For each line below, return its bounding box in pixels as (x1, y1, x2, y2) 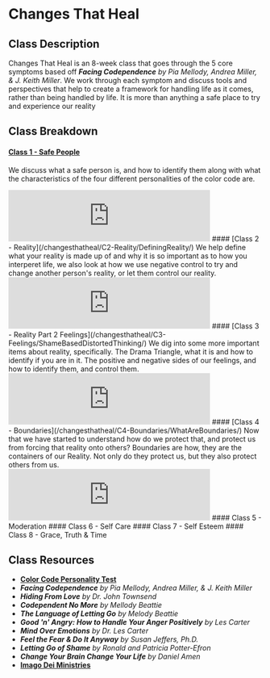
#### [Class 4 (211, 416, 260, 426)
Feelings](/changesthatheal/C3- (60, 329, 167, 339)
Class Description (8, 37, 100, 51)
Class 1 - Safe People (8, 147, 81, 157)
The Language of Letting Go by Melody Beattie (19, 609, 179, 618)
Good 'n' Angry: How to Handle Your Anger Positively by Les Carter (19, 617, 251, 627)
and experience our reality (8, 102, 96, 111)
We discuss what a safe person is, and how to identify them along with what (8, 165, 261, 174)
